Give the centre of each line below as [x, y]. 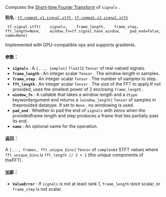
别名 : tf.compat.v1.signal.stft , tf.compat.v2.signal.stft [67, 17]
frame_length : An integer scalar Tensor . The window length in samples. [86, 74]
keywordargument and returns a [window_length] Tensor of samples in [84, 100]
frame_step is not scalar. [37, 189]
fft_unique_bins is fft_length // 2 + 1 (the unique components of [74, 155]
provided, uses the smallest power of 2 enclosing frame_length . [78, 90]
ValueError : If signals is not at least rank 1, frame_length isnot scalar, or [86, 184]
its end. [20, 121]
